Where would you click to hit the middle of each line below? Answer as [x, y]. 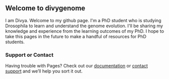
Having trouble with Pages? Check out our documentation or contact [76, 66]
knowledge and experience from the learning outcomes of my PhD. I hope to [85, 31]
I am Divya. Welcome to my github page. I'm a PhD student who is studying [83, 20]
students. [15, 42]
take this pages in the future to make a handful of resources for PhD [76, 36]
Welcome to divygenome [45, 8]
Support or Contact [30, 55]
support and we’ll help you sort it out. [44, 71]
